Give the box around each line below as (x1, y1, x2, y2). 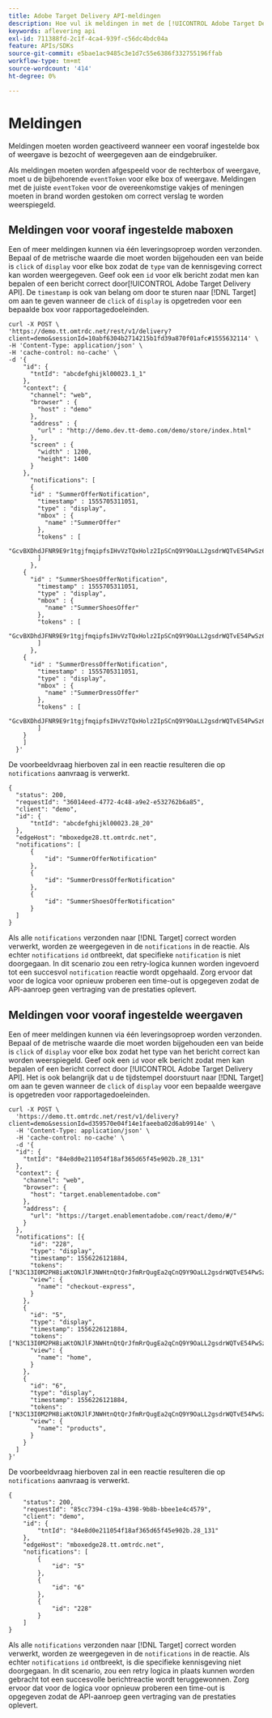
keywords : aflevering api (8, 27, 96, 35)
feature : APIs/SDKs (8, 42, 74, 50)
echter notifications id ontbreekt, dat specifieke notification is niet (8, 950, 241, 960)
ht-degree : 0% (8, 72, 57, 80)
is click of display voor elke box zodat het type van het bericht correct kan (8, 1047, 261, 1057)
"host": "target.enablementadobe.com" (29, 1191, 161, 1199)
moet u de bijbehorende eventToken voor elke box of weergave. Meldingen (8, 173, 257, 183)
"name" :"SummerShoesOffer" (44, 604, 139, 612)
